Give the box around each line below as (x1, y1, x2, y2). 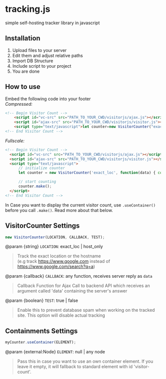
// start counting (18, 179, 56, 184)
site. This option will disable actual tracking (17, 312, 105, 318)
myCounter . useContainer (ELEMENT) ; (5, 340, 77, 345)
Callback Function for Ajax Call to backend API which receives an (17, 283, 150, 289)
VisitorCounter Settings (5, 221, 80, 230)
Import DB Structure (12, 58, 53, 64)
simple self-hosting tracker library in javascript (5, 20, 100, 26)
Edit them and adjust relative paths (12, 52, 83, 58)
